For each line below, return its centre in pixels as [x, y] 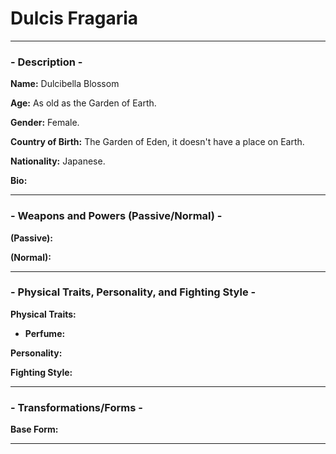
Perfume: [45, 333]
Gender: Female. [45, 123]
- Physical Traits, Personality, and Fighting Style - [133, 292]
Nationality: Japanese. [58, 161]
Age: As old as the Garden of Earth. [83, 103]
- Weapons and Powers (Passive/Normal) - [116, 216]
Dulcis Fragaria [74, 18]
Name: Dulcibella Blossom [65, 84]
